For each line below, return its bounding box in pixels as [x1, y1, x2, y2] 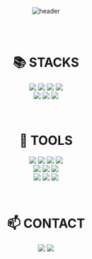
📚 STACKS [13, 54, 79, 71]
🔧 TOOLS [18, 133, 74, 149]
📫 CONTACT [7, 215, 85, 232]
